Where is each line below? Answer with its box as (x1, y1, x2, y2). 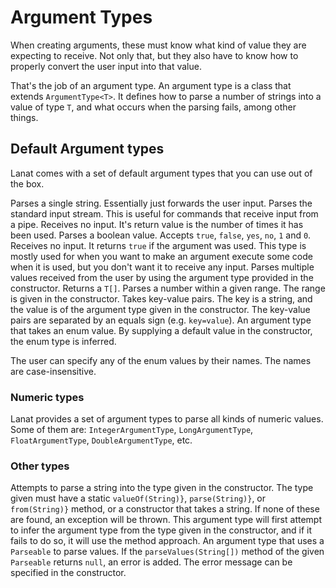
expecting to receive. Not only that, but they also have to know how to (10, 49, 299, 61)
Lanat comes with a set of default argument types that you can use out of (10, 167, 313, 179)
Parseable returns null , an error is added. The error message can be (10, 556, 293, 568)
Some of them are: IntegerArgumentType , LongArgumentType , (10, 424, 254, 436)
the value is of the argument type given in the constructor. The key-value (10, 303, 311, 315)
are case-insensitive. (10, 365, 97, 377)
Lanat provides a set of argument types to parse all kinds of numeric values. (10, 413, 324, 425)
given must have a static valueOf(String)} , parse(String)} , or (10, 492, 267, 505)
